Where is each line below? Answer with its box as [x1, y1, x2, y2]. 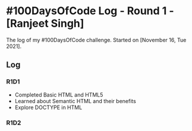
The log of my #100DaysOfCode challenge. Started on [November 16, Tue [6, 36, 187, 43]
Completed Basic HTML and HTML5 [14, 91, 103, 98]
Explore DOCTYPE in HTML [14, 104, 83, 111]
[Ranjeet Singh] [6, 17, 84, 30]
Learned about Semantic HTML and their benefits [14, 97, 137, 104]
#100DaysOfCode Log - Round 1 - [6, 4, 174, 18]
